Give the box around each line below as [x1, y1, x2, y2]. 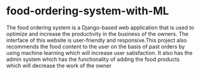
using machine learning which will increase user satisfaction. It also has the [6, 49, 193, 56]
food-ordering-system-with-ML [6, 4, 169, 18]
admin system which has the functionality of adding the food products [6, 55, 180, 63]
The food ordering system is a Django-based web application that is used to [6, 24, 195, 31]
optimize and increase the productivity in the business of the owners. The [6, 30, 189, 37]
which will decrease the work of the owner [6, 61, 112, 69]
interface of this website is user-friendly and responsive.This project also [6, 36, 187, 44]
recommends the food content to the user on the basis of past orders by [6, 43, 185, 50]
